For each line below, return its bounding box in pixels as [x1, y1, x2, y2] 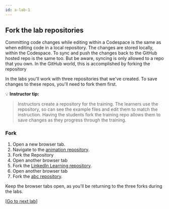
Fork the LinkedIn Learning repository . [12, 162, 92, 169]
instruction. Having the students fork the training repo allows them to [17, 112, 161, 118]
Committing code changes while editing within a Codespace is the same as [5, 39, 161, 45]
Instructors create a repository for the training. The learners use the [17, 101, 158, 107]
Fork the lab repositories [5, 26, 84, 35]
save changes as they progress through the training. [17, 117, 127, 123]
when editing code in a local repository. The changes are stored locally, [5, 45, 154, 51]
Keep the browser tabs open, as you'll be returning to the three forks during [5, 183, 162, 189]
